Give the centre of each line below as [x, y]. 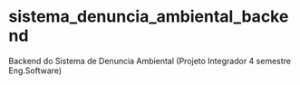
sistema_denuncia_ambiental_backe [149, 17]
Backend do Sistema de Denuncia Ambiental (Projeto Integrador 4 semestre [150, 61]
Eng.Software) [35, 71]
